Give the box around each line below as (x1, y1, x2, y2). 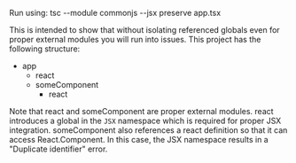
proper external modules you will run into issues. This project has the (9, 35, 261, 44)
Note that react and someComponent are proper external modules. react (9, 106, 274, 116)
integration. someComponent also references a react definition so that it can (9, 125, 288, 136)
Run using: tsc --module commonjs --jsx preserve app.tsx (9, 8, 222, 18)
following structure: (9, 43, 81, 54)
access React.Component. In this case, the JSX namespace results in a (9, 135, 269, 144)
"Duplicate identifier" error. (9, 144, 108, 154)
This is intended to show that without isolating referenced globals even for (9, 25, 281, 35)
